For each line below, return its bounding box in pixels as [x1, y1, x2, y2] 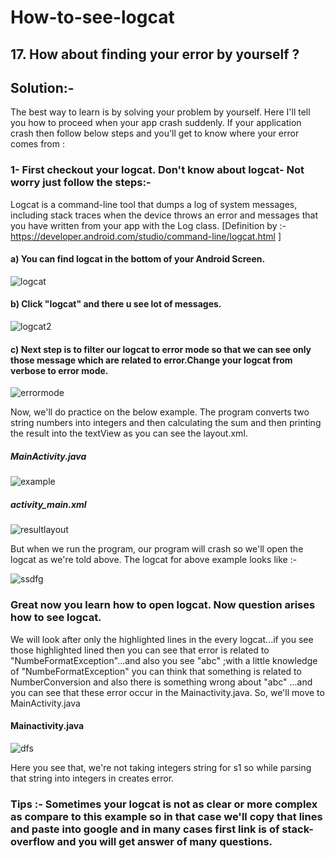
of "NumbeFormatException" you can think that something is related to [10, 665, 302, 677]
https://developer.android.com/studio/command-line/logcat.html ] [10, 230, 282, 242]
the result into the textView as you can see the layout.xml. [10, 427, 248, 440]
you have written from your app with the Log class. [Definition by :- [10, 219, 287, 231]
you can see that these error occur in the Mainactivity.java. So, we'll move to [10, 686, 325, 698]
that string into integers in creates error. [10, 772, 175, 784]
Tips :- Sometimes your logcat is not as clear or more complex [10, 797, 318, 811]
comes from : [10, 138, 65, 150]
